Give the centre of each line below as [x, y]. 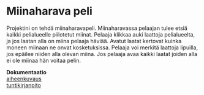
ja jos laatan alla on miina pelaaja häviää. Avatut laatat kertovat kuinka [94, 41]
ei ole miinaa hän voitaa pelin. [44, 60]
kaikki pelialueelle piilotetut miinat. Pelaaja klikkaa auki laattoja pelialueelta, [100, 34]
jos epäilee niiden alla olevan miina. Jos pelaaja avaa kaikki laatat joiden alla [102, 54]
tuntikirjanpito [24, 85]
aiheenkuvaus [24, 79]
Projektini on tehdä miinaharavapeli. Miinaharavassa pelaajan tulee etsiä [97, 28]
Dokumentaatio [27, 72]
